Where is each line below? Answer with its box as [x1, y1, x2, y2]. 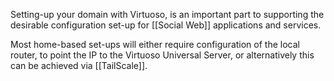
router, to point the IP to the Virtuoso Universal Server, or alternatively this [10, 49, 315, 61]
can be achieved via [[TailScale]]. [10, 60, 148, 71]
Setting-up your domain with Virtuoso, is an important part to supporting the [10, 9, 325, 20]
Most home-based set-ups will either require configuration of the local [10, 39, 300, 50]
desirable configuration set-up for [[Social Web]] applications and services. [10, 19, 322, 31]
